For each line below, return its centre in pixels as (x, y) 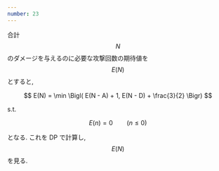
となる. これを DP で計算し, (47, 137)
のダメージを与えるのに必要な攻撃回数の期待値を (78, 58)
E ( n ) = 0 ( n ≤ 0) (118, 122)
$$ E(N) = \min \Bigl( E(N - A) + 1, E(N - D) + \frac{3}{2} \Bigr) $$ (118, 95)
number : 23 (23, 14)
